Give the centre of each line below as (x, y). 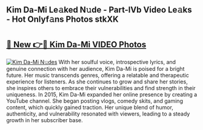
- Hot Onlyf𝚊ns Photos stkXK (63, 20)
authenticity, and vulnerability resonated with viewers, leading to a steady (98, 114)
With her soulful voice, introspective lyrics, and (117, 62)
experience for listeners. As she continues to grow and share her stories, (97, 82)
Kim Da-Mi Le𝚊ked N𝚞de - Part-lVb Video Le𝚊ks (99, 10)
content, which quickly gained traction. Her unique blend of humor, (90, 107)
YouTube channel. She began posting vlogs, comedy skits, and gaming (95, 101)
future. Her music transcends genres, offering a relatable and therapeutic (98, 75)
